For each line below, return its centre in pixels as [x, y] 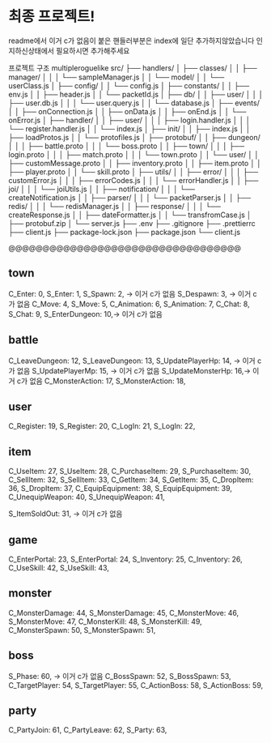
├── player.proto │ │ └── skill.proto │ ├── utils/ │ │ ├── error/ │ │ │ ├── [133, 172]
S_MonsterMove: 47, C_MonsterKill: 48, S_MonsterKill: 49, [105, 621]
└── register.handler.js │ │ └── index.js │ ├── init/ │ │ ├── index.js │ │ [129, 128]
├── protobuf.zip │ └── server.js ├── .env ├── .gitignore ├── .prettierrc [132, 223]
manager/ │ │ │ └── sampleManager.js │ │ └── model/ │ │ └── [116, 77]
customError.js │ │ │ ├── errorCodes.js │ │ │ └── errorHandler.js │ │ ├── [133, 180]
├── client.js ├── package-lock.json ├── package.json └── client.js [125, 232]
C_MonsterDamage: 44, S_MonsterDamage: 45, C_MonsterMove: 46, [124, 613]
